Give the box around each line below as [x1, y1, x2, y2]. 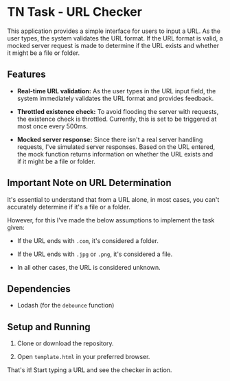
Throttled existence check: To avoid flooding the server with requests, [16, 107, 219, 115]
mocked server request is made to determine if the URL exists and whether [7, 41, 220, 49]
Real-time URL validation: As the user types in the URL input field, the [16, 86, 216, 95]
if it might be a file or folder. [16, 157, 96, 165]
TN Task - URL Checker [7, 4, 143, 20]
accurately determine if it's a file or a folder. [7, 203, 130, 211]
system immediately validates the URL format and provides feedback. [16, 94, 214, 102]
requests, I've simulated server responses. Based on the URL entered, [16, 142, 216, 151]
